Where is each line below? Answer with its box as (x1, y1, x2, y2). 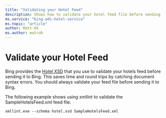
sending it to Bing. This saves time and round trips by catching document (5, 73, 155, 80)
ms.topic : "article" (5, 21, 48, 26)
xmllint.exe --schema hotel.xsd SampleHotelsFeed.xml (5, 109, 119, 114)
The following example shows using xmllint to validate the (5, 94, 123, 100)
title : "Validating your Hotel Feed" (5, 7, 83, 12)
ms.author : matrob (5, 30, 43, 35)
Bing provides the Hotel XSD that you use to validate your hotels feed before (5, 68, 161, 74)
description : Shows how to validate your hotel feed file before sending (5, 12, 161, 17)
